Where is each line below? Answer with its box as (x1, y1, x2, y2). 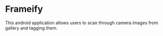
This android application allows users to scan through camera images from (5, 20, 159, 26)
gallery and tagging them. (5, 25, 58, 31)
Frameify (5, 3, 43, 15)
